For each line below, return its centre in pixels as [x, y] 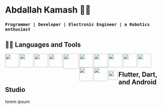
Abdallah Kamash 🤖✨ [48, 10]
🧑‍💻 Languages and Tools [43, 45]
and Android [138, 82]
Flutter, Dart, [138, 75]
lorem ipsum [17, 101]
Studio [15, 90]
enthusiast [18, 29]
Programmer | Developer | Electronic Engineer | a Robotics [78, 25]
